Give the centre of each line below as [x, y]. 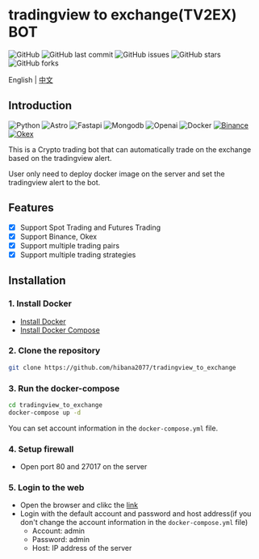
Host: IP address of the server [82, 548]
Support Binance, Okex [58, 236]
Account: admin [58, 531]
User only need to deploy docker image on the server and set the [117, 174]
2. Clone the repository [54, 351]
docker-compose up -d [45, 413]
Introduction [40, 106]
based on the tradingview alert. [60, 158]
